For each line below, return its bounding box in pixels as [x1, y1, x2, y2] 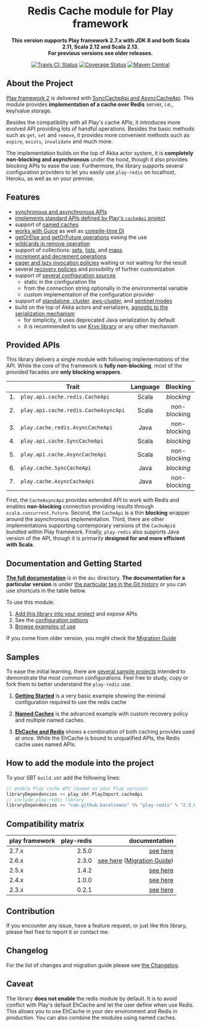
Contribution [6, 906, 55, 916]
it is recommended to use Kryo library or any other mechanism [23, 322, 178, 330]
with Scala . [6, 541, 35, 549]
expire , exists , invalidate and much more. [6, 138, 113, 145]
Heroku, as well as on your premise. [6, 175, 95, 182]
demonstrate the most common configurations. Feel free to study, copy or [6, 674, 188, 681]
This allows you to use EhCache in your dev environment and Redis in [6, 1007, 178, 1014]
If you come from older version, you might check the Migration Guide [6, 635, 176, 642]
